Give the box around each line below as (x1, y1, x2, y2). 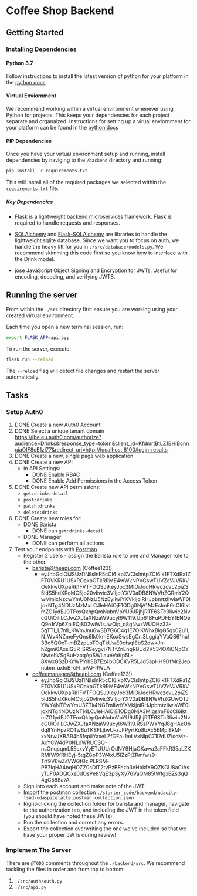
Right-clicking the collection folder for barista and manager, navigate (23, 800, 189, 807)
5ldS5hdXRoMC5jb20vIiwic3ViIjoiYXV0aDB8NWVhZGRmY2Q (40, 589, 189, 596)
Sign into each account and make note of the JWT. (23, 783, 147, 790)
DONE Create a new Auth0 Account (14, 421, 101, 429)
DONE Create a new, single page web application (14, 453, 134, 460)
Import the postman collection (23, 789, 96, 796)
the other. (23, 558, 47, 565)
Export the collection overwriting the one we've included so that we (23, 825, 186, 832)
